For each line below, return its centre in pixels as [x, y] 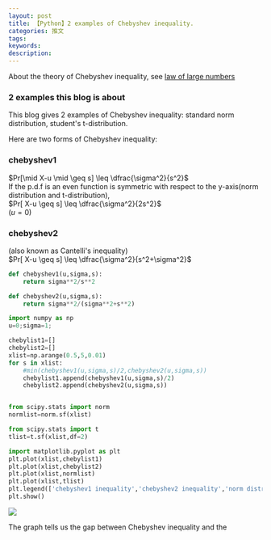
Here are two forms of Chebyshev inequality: [83, 139]
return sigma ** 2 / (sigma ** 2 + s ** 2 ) [79, 304]
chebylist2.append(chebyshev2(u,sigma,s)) [95, 386]
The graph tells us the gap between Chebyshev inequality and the [118, 527]
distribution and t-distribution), [59, 195]
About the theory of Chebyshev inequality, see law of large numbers [122, 76]
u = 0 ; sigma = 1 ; [30, 326]
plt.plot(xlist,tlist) [46, 482]
